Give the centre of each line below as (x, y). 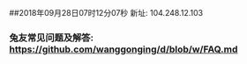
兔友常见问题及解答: (52, 38)
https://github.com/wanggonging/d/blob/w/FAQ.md (123, 49)
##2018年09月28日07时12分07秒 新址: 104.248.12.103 (106, 13)
